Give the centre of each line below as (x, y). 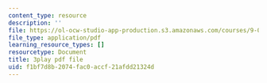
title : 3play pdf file (46, 60)
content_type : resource (48, 15)
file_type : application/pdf (55, 38)
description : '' (35, 23)
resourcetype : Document (48, 52)
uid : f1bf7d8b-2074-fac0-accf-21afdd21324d (81, 67)
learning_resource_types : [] (56, 45)
